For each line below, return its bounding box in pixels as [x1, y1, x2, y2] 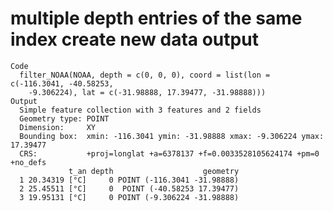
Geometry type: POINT [19, 113, 110, 124]
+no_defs [10, 157, 47, 167]
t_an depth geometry [68, 166, 240, 176]
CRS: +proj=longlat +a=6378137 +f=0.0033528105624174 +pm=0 [19, 148, 320, 159]
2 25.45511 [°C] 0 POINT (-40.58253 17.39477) [19, 183, 240, 194]
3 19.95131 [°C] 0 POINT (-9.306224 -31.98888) [19, 192, 240, 202]
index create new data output [10, 28, 259, 51]
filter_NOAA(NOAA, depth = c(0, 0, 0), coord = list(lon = [19, 70, 271, 80]
